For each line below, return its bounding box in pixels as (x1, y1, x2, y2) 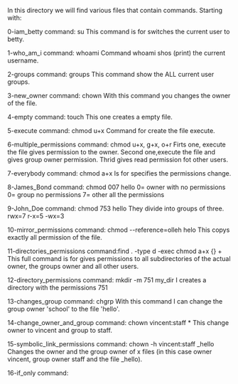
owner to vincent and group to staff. (7, 326, 112, 334)
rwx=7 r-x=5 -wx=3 (7, 212, 65, 220)
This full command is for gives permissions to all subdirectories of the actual (7, 255, 231, 262)
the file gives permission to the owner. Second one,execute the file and (7, 148, 215, 156)
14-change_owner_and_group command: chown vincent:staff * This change (7, 319, 229, 326)
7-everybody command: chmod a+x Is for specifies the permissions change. (7, 169, 232, 177)
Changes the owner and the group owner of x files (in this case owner (7, 348, 212, 356)
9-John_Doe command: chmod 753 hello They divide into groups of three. (7, 204, 225, 213)
